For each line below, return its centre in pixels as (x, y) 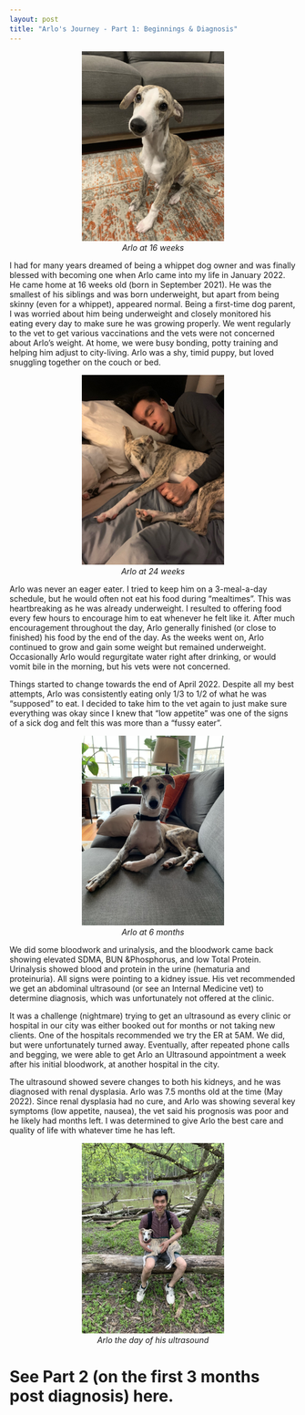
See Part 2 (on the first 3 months (135, 1377)
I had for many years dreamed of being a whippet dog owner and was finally (152, 265)
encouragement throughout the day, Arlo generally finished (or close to (143, 628)
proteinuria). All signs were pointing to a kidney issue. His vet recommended (152, 979)
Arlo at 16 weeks (153, 247)
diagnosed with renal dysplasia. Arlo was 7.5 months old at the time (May (146, 1092)
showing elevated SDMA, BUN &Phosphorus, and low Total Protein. (135, 960)
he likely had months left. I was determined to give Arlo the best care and (147, 1121)
